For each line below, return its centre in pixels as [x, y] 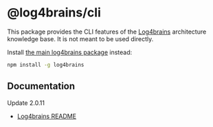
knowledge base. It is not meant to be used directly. [80, 38]
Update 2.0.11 [26, 103]
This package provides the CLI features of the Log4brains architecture [107, 32]
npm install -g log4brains [46, 65]
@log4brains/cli [54, 13]
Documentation [41, 86]
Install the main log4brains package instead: [70, 52]
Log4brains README [47, 116]
